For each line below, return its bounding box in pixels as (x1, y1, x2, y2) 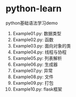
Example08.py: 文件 (12, 74, 54, 80)
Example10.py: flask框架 (12, 86, 63, 92)
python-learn (5, 3, 62, 14)
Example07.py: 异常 (12, 67, 53, 73)
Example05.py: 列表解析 (12, 55, 63, 61)
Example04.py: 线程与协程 (12, 49, 67, 55)
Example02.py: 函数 (12, 37, 54, 43)
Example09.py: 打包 (12, 80, 54, 86)
